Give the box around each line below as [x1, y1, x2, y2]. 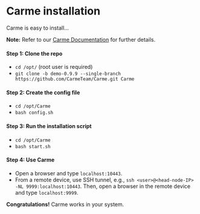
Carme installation [6, 4, 101, 18]
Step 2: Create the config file [6, 89, 80, 96]
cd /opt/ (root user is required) [15, 63, 93, 71]
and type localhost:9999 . [15, 189, 79, 196]
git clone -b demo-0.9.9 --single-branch [15, 71, 121, 77]
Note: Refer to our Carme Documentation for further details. [6, 36, 156, 43]
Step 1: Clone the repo [6, 50, 63, 57]
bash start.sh [15, 143, 51, 149]
